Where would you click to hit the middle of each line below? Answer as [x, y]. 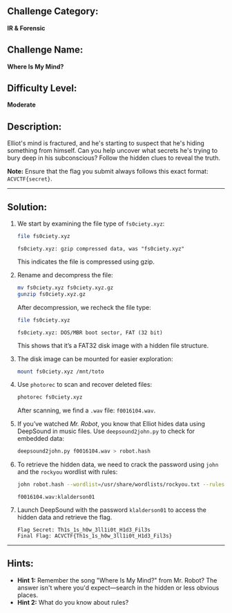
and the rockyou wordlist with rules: [67, 472]
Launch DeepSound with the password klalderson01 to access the [112, 510]
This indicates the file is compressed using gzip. [86, 262]
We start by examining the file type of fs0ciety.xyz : [91, 223]
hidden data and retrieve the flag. [65, 518]
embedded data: [40, 439]
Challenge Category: [53, 11]
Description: [35, 126]
